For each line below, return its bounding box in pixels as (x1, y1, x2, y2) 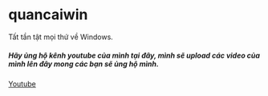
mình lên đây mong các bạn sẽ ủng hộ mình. (8, 58, 159, 69)
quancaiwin (8, 6, 88, 24)
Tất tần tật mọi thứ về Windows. (8, 32, 114, 42)
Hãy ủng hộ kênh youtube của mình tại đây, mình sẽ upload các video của (8, 50, 261, 60)
